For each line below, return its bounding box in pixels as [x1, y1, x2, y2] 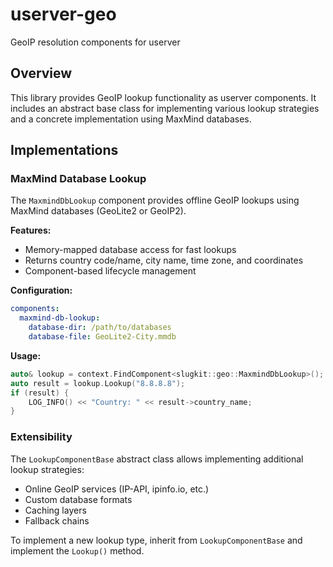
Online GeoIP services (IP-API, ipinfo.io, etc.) [24, 483, 210, 495]
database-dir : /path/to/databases [28, 323, 172, 333]
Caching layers [24, 504, 87, 516]
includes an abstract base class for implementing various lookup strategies [10, 102, 320, 114]
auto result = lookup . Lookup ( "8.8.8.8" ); [10, 378, 186, 388]
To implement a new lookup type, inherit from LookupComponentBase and [10, 534, 303, 546]
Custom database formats [24, 493, 133, 505]
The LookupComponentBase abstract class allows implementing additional [10, 453, 304, 465]
